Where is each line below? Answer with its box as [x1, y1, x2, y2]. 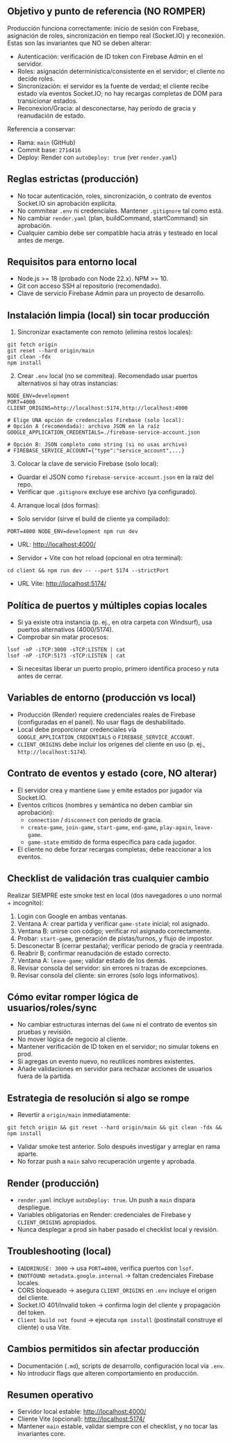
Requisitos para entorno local [7, 256, 138, 268]
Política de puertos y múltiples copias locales [7, 599, 208, 611]
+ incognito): [7, 898, 44, 906]
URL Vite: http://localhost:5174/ [17, 580, 106, 588]
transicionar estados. [17, 97, 78, 105]
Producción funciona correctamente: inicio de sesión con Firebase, [7, 24, 199, 32]
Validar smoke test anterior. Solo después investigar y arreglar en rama [17, 1143, 221, 1151]
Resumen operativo [7, 1389, 94, 1401]
